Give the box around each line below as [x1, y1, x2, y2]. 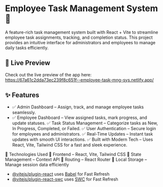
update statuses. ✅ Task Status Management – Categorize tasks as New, [12, 120, 158, 126]
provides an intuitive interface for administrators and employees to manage [5, 39, 156, 45]
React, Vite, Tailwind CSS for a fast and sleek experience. [12, 142, 127, 148]
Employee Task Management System [5, 3, 158, 14]
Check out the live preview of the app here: [5, 71, 92, 78]
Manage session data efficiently [5, 161, 69, 168]
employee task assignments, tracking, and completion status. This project [5, 34, 153, 40]
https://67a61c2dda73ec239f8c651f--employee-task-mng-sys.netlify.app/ [5, 77, 154, 83]
